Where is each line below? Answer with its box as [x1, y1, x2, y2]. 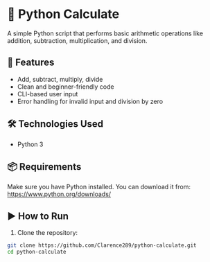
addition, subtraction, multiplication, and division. [7, 36, 148, 44]
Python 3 [17, 140, 44, 148]
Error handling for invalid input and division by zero [17, 97, 164, 105]
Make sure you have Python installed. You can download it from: [7, 183, 191, 191]
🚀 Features [7, 57, 55, 69]
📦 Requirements [7, 161, 82, 173]
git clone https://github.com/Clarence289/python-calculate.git [7, 242, 197, 249]
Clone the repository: [17, 229, 78, 237]
